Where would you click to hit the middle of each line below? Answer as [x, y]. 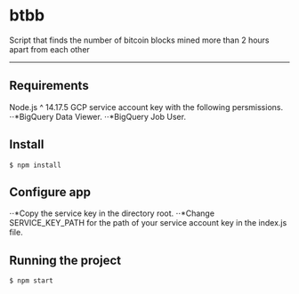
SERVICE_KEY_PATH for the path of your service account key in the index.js [148, 223]
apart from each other [50, 49]
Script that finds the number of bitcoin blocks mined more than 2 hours [139, 40]
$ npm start [31, 281]
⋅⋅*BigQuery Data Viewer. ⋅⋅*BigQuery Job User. [98, 116]
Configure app [50, 192]
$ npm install [36, 165]
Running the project [65, 260]
